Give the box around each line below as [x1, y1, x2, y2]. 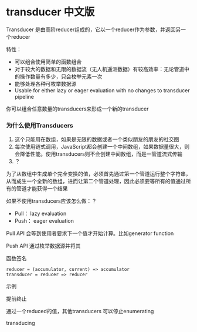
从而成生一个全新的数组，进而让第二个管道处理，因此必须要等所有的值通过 [6, 177, 186, 185]
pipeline [14, 93, 34, 100]
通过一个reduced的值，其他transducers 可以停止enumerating [6, 308, 154, 315]
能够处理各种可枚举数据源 [14, 80, 77, 87]
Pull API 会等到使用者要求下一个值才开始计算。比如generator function [6, 230, 174, 237]
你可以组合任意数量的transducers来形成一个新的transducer [6, 105, 149, 112]
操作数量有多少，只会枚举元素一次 [19, 73, 103, 80]
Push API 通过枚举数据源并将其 [6, 242, 81, 250]
